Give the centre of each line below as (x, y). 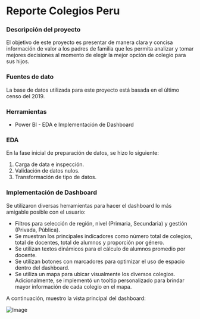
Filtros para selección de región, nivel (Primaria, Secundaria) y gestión (101, 223)
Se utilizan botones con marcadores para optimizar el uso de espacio (100, 261)
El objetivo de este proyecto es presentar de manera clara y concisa (90, 42)
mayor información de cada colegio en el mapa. (73, 286)
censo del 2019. (26, 96)
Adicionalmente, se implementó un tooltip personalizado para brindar (99, 280)
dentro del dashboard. (42, 268)
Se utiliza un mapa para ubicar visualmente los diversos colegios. (95, 274)
